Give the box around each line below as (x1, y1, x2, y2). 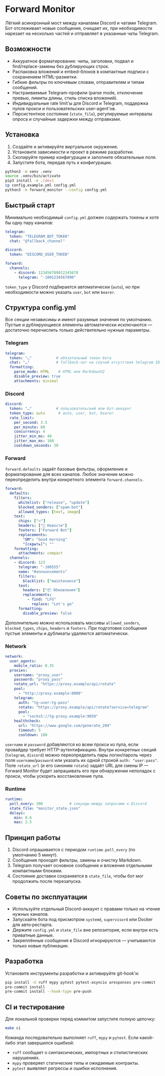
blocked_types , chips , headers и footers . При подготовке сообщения (5, 625, 147, 631)
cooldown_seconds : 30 (14, 443, 58, 448)
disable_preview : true (14, 374, 61, 379)
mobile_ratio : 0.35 (14, 663, 54, 668)
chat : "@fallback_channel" (9, 238, 65, 244)
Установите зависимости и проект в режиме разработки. (12, 149, 134, 155)
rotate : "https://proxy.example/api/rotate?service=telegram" (18, 705, 149, 710)
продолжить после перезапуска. (12, 878, 82, 884)
